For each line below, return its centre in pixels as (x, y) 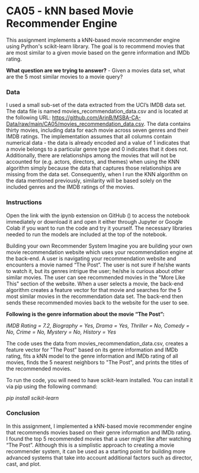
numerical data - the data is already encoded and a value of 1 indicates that (98, 143)
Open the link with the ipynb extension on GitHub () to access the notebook (98, 215)
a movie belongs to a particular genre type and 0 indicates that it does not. (97, 149)
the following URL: (29, 118)
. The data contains (167, 124)
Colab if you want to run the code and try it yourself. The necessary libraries (99, 228)
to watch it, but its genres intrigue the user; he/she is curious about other (95, 271)
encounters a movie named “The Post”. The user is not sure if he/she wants (98, 265)
